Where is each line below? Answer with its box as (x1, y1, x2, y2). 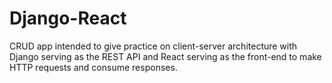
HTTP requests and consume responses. (9, 61, 178, 73)
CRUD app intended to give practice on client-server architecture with (9, 40, 298, 52)
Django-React (9, 7, 127, 30)
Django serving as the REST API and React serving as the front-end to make (9, 50, 322, 62)
